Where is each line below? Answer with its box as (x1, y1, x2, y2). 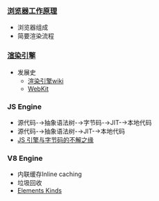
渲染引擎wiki (27, 76, 64, 85)
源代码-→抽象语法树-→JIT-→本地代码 (17, 127, 125, 135)
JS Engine (7, 102, 42, 112)
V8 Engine (7, 153, 43, 163)
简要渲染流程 (17, 32, 54, 40)
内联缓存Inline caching (17, 170, 82, 178)
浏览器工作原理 (7, 6, 58, 15)
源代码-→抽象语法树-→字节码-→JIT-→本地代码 (17, 118, 152, 126)
